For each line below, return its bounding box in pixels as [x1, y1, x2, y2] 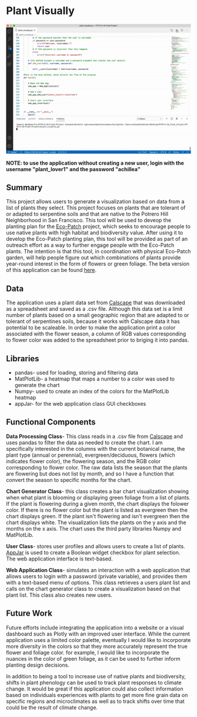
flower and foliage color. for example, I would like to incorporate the [6, 649, 169, 656]
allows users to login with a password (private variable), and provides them [6, 573, 188, 580]
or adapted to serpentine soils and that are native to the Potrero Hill [6, 210, 169, 218]
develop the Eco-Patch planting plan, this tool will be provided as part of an [6, 236, 188, 243]
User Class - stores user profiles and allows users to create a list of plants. [6, 542, 186, 549]
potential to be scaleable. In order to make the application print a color [6, 324, 176, 331]
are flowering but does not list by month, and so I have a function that [6, 470, 174, 477]
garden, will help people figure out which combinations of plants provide [6, 254, 181, 261]
